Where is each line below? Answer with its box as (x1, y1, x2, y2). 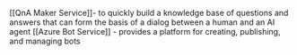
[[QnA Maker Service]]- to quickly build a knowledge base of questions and (9, 8, 289, 18)
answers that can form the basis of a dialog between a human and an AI (9, 17, 275, 27)
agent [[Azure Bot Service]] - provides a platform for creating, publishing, (9, 27, 281, 36)
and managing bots (9, 35, 81, 46)
